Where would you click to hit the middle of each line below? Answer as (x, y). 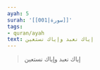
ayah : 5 (18, 14)
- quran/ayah (26, 33)
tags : (15, 26)
